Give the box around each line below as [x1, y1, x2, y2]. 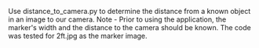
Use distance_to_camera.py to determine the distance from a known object [8, 7, 251, 15]
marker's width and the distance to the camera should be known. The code [8, 23, 251, 32]
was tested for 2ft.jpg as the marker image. [8, 31, 148, 40]
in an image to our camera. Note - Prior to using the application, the [8, 15, 227, 24]
